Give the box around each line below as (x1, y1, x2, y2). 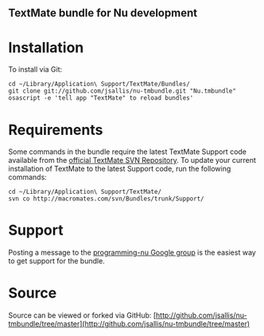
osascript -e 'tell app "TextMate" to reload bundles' (8, 94, 194, 102)
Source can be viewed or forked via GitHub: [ (8, 310, 157, 320)
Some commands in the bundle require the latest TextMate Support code (8, 147, 247, 156)
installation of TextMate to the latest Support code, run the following (8, 164, 231, 174)
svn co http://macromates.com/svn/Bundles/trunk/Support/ (8, 195, 204, 203)
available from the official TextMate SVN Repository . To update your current (8, 156, 257, 165)
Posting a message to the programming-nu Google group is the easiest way (8, 247, 256, 258)
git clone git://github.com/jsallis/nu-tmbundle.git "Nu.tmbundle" (8, 87, 237, 95)
